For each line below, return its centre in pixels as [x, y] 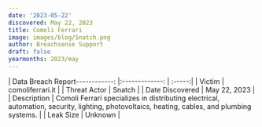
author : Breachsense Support [56, 45]
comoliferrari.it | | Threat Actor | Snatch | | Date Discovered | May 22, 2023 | [132, 89]
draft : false [30, 52]
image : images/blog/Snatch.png [59, 37]
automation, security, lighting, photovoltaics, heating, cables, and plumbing [130, 106]
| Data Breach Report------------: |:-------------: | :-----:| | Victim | [116, 81]
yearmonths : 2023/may [44, 60]
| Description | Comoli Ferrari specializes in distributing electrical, [114, 98]
